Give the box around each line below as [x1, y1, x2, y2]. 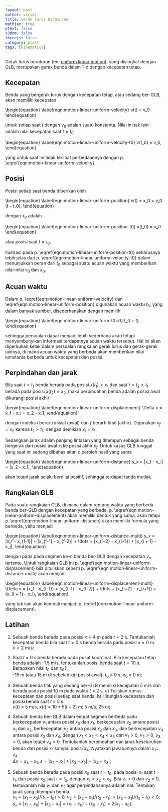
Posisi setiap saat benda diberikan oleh [5, 188, 86, 194]
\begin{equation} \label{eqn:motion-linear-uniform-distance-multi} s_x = [5, 533, 155, 539]
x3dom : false [5, 31, 33, 36]
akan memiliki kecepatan [5, 97, 57, 103]
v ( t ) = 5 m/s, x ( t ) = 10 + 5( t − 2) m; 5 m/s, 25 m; [12, 704, 110, 710]
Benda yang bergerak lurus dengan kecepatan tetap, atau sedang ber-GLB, [5, 92, 161, 98]
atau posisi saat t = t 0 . [5, 238, 51, 246]
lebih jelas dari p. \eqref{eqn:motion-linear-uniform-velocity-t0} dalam [5, 255, 150, 261]
